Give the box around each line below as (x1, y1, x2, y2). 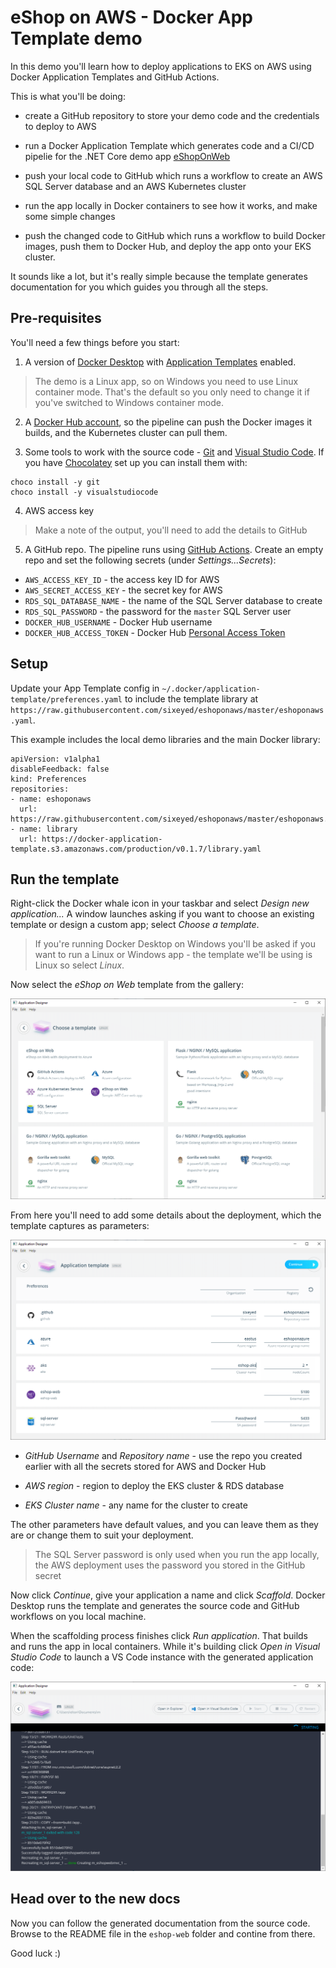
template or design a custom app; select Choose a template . (10, 919, 260, 931)
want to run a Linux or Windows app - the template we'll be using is (34, 949, 313, 961)
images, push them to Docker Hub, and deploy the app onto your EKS (24, 240, 312, 252)
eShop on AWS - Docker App (10, 6, 254, 29)
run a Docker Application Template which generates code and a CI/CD (24, 139, 315, 151)
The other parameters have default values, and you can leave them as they (10, 1519, 319, 1531)
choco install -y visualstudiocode (10, 487, 159, 497)
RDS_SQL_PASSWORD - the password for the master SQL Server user (24, 605, 292, 617)
